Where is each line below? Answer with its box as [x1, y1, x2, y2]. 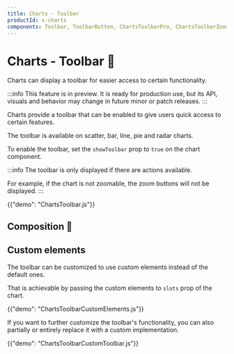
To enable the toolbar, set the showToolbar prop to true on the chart [7, 145, 201, 153]
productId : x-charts [7, 17, 68, 24]
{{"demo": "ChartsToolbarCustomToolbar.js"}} [7, 339, 139, 347]
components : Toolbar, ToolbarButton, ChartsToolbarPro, [7, 23, 173, 30]
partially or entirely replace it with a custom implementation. [7, 325, 179, 334]
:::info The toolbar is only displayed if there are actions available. [7, 166, 193, 174]
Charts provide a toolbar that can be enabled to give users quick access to [7, 111, 221, 119]
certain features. [7, 118, 55, 126]
